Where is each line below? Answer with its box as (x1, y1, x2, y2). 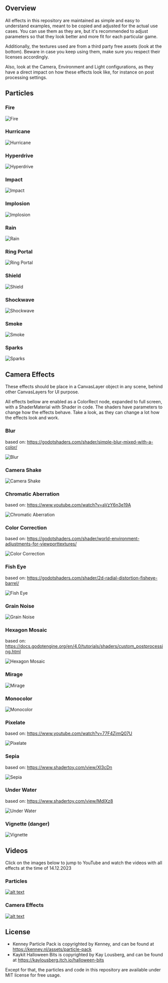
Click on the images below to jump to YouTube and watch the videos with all (5, 860, 162, 866)
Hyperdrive (5, 152, 34, 159)
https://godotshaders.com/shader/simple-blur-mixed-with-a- (27, 439, 153, 445)
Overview (5, 4, 37, 13)
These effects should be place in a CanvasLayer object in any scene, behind (5, 384, 163, 390)
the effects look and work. (5, 415, 59, 421)
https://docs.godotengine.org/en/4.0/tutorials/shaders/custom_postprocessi (5, 643, 163, 649)
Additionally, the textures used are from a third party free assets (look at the (5, 43, 162, 49)
